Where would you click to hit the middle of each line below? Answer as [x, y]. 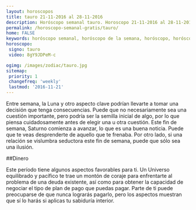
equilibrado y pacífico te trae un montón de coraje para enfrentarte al [89, 176]
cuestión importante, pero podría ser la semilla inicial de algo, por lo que [93, 116]
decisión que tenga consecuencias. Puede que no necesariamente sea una [96, 110]
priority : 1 [23, 76]
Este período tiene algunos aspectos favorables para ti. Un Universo [88, 169]
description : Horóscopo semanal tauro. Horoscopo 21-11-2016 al [86, 22]
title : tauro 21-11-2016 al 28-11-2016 [55, 17]
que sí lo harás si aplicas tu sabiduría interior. [60, 201]
